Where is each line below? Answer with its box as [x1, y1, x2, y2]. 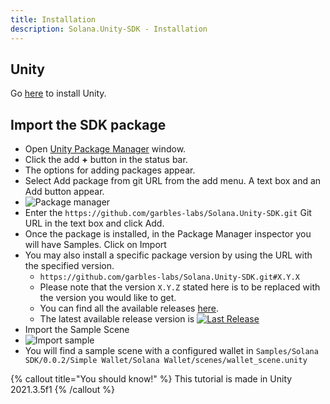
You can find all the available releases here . [39, 302, 220, 315]
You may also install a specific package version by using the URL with [24, 249, 313, 261]
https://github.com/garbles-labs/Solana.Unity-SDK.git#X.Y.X [39, 272, 300, 283]
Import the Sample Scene [24, 324, 130, 336]
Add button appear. [24, 186, 105, 198]
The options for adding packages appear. [24, 164, 196, 176]
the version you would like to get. [39, 292, 177, 304]
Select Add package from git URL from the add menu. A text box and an [24, 175, 322, 187]
